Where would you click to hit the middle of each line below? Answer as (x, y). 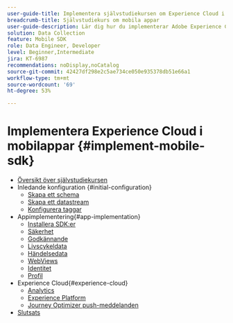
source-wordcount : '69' (42, 85)
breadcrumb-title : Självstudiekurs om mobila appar (83, 20)
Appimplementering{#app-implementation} (79, 217)
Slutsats (28, 313)
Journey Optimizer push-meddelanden (83, 305)
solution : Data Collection (46, 33)
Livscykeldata (47, 246)
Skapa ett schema (53, 195)
